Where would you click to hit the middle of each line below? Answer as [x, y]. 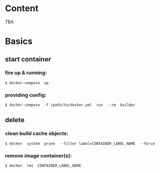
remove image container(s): [39, 156]
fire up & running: [26, 73]
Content [22, 8]
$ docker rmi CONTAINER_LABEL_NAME [43, 166]
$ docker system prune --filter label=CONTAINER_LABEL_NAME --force [80, 144]
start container [28, 59]
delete [15, 120]
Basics [19, 41]
